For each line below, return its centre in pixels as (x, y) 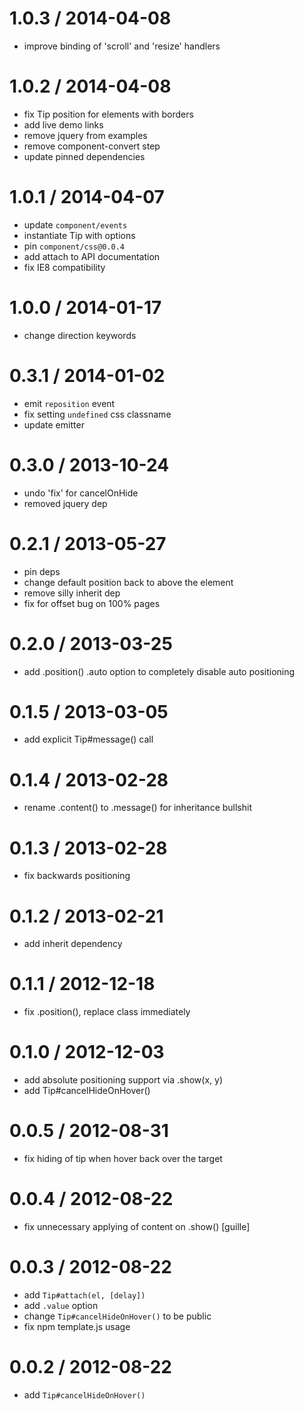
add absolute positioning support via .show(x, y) (123, 1080)
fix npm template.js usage (77, 1326)
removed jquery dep (65, 503)
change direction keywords (80, 335)
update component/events (75, 224)
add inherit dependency (73, 944)
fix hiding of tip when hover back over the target (123, 1159)
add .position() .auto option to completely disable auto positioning (159, 671)
